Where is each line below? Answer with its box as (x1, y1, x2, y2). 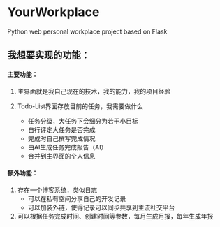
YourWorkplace (7, 4, 100, 20)
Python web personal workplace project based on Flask (7, 27, 168, 36)
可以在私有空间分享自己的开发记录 (27, 194, 126, 203)
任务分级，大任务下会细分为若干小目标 (27, 117, 138, 125)
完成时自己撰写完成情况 (27, 134, 96, 142)
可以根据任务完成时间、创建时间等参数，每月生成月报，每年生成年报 (17, 212, 214, 220)
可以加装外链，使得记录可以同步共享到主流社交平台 (27, 203, 175, 212)
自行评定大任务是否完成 (27, 125, 96, 133)
